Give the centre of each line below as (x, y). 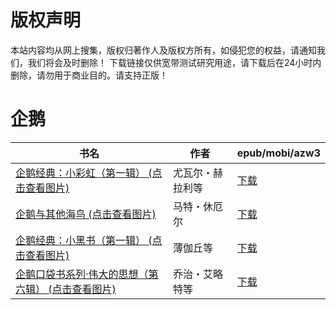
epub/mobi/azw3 (278, 153)
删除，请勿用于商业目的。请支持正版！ (89, 75)
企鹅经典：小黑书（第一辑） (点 (89, 240)
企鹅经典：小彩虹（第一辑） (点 (89, 173)
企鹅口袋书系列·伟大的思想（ (82, 274)
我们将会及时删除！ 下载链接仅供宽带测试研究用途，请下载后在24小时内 (174, 62)
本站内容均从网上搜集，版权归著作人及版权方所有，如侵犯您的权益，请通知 (163, 50)
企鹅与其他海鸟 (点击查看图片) (86, 214)
